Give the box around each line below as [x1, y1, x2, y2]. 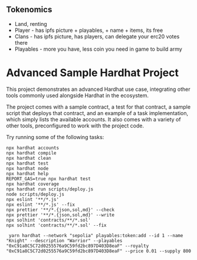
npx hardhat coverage [6, 181, 60, 187]
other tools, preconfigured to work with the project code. [6, 122, 145, 129]
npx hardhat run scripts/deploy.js [6, 186, 94, 192]
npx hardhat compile [6, 150, 57, 156]
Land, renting [14, 20, 47, 27]
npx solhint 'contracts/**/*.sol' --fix [6, 222, 107, 228]
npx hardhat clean [6, 155, 51, 161]
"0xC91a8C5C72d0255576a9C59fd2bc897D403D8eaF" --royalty [6, 243, 149, 249]
